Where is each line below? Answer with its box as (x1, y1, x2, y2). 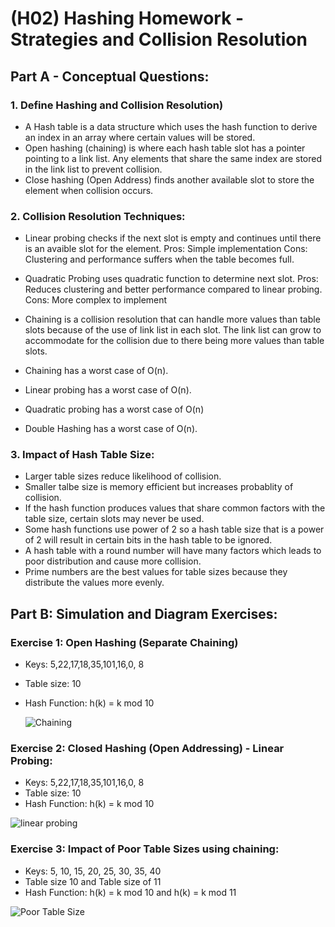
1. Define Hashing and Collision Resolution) (10, 98, 224, 112)
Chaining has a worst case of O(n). (24, 365, 169, 377)
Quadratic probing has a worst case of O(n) (24, 403, 205, 416)
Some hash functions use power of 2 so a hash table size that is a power (24, 523, 325, 536)
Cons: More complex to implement (24, 294, 168, 306)
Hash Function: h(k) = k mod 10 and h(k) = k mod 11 (24, 886, 237, 898)
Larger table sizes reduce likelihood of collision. (24, 470, 222, 482)
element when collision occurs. (24, 184, 154, 196)
